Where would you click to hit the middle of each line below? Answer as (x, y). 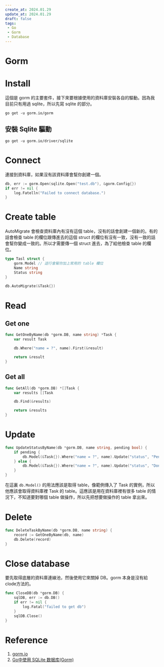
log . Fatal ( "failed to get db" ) (54, 607)
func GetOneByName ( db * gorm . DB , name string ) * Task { (61, 335)
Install (18, 83)
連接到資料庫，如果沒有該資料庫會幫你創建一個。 (54, 174)
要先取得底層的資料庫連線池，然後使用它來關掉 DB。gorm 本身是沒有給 (76, 578)
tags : (10, 23)
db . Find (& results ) (32, 402)
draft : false (18, 19)
